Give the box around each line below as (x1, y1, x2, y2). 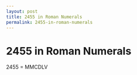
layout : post (6, 8, 38, 15)
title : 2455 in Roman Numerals (6, 14, 83, 20)
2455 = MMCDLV (6, 63, 48, 70)
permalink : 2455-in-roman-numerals (6, 19, 93, 25)
